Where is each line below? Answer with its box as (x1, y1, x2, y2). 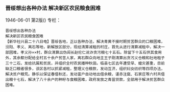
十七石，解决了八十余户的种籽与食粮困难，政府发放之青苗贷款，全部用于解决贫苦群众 (12, 77, 165, 82)
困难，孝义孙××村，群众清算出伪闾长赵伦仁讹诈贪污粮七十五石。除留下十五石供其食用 (9, 50, 162, 55)
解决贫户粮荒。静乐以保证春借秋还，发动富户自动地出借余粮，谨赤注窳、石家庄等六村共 (5, 72, 161, 77)
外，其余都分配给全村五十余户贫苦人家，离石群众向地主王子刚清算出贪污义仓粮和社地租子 (5, 55, 165, 61)
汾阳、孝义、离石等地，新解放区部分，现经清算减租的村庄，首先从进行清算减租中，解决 (5, 44, 161, 50)
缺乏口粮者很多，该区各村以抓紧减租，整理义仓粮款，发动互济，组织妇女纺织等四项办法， (5, 66, 165, 72)
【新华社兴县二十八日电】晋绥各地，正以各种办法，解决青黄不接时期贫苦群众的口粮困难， (5, 39, 165, 44)
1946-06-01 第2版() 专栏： (5, 17, 61, 24)
